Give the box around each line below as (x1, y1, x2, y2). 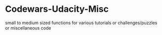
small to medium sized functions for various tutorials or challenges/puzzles (5, 20, 158, 26)
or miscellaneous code (5, 25, 52, 31)
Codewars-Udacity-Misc (5, 3, 109, 15)
